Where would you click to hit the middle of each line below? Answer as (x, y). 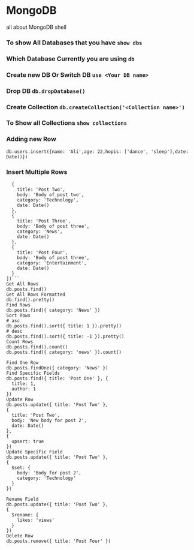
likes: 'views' (36, 520)
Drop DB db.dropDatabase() (46, 91)
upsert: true (28, 441)
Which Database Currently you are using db (70, 59)
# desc (14, 331)
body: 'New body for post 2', (49, 420)
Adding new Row (31, 139)
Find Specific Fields (33, 373)
